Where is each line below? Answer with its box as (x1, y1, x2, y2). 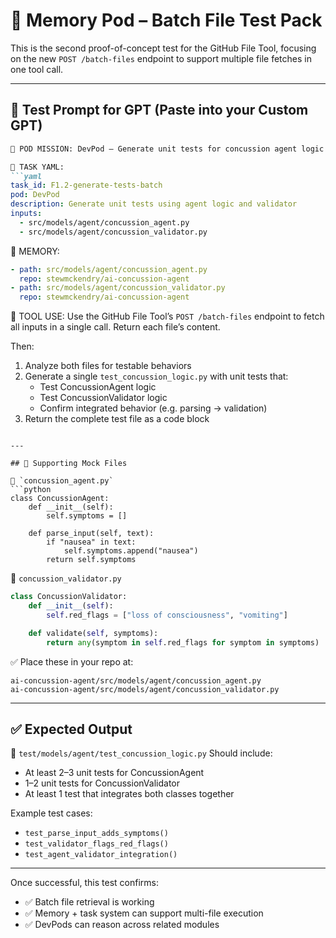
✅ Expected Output (10, 720, 133, 738)
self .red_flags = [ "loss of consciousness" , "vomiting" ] (46, 610, 288, 620)
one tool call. (10, 63, 64, 75)
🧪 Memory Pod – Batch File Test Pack (10, 9, 323, 32)
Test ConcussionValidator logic (39, 392, 168, 404)
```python (10, 485, 52, 495)
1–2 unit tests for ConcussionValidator (24, 777, 180, 789)
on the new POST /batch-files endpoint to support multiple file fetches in (10, 52, 312, 64)
